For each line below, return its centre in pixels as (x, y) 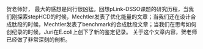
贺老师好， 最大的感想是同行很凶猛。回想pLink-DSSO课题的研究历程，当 (98, 9)
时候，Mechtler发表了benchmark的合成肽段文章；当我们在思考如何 (112, 24)
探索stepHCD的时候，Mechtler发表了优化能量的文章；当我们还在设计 (104, 17)
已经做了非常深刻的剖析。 (39, 40)
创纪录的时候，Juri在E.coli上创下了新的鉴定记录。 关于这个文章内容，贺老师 (102, 32)
